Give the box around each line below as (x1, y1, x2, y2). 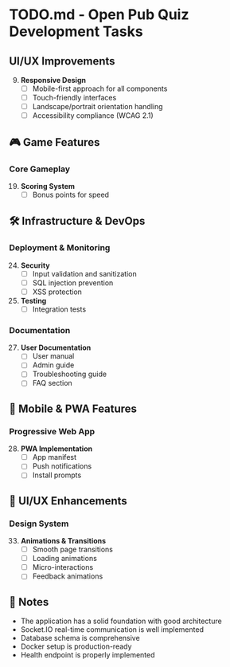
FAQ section (32, 379, 72, 388)
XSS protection (32, 287, 83, 296)
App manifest (32, 453, 77, 462)
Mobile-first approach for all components (32, 84, 168, 93)
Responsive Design (20, 76, 87, 84)
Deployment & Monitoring (9, 242, 111, 253)
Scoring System (20, 181, 75, 190)
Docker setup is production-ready (20, 641, 132, 651)
